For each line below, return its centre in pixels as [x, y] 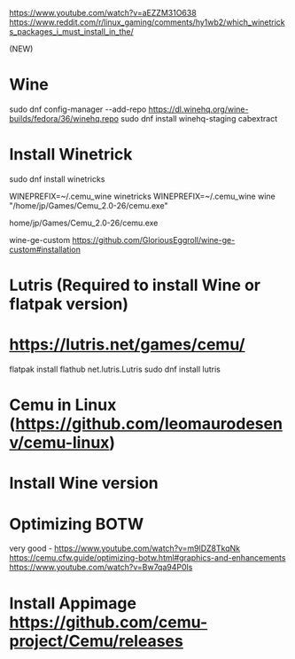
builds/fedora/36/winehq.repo [64, 118]
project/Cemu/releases [96, 641]
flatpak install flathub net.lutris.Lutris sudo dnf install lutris [115, 369]
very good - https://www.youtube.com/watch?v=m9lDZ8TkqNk [125, 548]
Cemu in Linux [63, 405]
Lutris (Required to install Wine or [135, 285]
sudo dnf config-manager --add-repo [78, 109]
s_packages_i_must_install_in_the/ [72, 31]
